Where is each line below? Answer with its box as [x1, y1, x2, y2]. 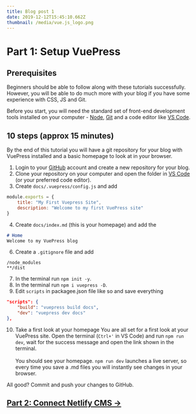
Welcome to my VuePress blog [6, 238, 78, 244]
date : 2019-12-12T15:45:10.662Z [6, 14, 86, 20]
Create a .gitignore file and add [15, 248, 94, 255]
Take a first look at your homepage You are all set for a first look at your [15, 326, 189, 333]
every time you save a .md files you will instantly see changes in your [15, 363, 183, 371]
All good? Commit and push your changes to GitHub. [6, 381, 134, 388]
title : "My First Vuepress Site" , [17, 200, 102, 206]
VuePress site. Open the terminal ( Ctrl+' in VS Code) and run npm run [15, 332, 184, 339]
